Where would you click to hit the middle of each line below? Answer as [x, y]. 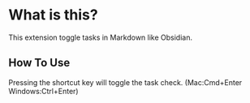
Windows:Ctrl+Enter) [43, 91]
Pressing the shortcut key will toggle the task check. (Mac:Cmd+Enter [125, 82]
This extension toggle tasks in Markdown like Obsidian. [101, 37]
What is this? [54, 15]
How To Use [39, 63]
